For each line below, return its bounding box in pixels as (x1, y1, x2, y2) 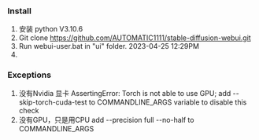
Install (7, 6, 32, 17)
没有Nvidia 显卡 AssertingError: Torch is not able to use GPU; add (18, 88, 231, 98)
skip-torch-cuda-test (18, 97, 87, 107)
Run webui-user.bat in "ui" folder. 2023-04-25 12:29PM (18, 42, 200, 51)
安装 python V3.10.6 (18, 24, 83, 34)
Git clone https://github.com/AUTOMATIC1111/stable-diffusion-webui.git (18, 33, 251, 42)
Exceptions (7, 69, 52, 80)
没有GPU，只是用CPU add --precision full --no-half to (18, 115, 194, 124)
